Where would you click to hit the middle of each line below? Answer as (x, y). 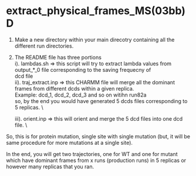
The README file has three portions (58, 57)
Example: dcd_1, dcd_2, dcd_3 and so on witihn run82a (80, 95)
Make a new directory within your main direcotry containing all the (94, 39)
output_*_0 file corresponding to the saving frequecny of (83, 69)
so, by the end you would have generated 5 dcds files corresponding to (101, 101)
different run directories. (44, 46)
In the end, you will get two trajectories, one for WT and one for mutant (92, 154)
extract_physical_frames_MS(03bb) (96, 11)
